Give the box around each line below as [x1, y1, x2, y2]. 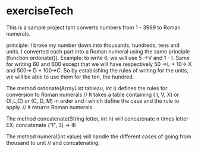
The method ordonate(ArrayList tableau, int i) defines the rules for [6, 84, 168, 91]
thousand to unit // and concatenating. [6, 139, 100, 146]
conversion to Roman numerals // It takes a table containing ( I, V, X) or [6, 91, 180, 98]
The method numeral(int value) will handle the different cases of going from [6, 132, 191, 140]
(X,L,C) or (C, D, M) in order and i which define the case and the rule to [6, 97, 180, 104]
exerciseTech [6, 4, 74, 18]
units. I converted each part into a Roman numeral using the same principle [6, 47, 190, 55]
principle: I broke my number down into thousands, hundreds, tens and [6, 42, 180, 49]
